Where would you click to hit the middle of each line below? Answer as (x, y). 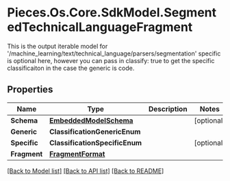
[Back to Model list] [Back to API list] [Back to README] (86, 171)
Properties (30, 89)
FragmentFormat (77, 154)
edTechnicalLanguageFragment (100, 27)
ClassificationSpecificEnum (95, 143)
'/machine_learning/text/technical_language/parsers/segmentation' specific (114, 53)
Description (168, 109)
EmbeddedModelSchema (91, 120)
